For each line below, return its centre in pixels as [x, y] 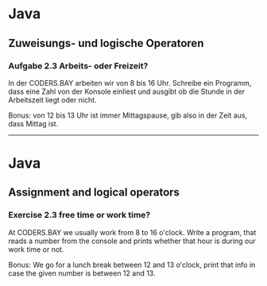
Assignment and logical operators [94, 193]
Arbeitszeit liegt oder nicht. [52, 99]
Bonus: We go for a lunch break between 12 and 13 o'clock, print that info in [132, 265]
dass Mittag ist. [33, 123]
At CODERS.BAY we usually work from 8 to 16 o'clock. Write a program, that [132, 232]
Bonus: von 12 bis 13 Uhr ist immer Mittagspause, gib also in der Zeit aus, [128, 115]
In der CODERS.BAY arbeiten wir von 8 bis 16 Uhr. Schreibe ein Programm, [130, 83]
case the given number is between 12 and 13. [82, 273]
